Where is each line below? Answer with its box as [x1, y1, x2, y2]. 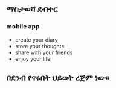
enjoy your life [14, 55, 51, 62]
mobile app [6, 22, 40, 31]
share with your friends [14, 49, 73, 56]
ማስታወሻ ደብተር [6, 4, 58, 14]
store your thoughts [14, 42, 65, 49]
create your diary [14, 36, 59, 43]
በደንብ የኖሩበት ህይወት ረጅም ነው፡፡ [6, 73, 110, 83]
